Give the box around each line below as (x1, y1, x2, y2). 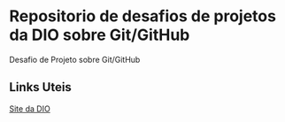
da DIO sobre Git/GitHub (9, 25, 190, 45)
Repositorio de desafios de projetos (9, 6, 277, 27)
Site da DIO (9, 103, 50, 114)
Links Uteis (9, 80, 73, 95)
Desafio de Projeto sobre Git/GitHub (9, 54, 141, 65)
